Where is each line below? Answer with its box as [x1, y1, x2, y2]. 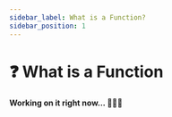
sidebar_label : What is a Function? [9, 13, 146, 22]
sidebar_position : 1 [9, 21, 87, 30]
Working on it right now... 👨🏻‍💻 [9, 97, 123, 108]
